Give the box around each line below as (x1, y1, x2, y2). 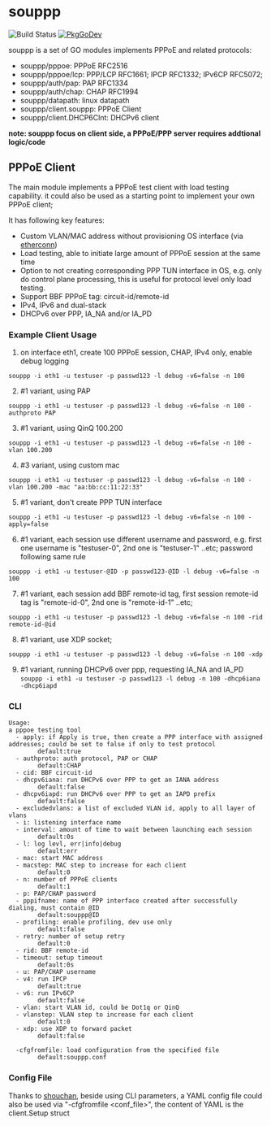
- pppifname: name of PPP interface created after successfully (15, 897, 238, 905)
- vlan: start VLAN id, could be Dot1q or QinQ (15, 1003, 180, 1012)
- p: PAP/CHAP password (15, 889, 96, 898)
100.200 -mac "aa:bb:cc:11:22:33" (26, 483, 144, 492)
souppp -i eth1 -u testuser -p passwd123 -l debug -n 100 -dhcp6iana (19, 675, 261, 683)
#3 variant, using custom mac (19, 460, 120, 470)
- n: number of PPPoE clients (15, 876, 118, 884)
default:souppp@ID (37, 911, 100, 919)
